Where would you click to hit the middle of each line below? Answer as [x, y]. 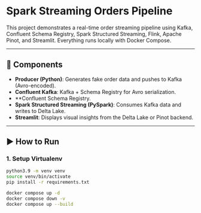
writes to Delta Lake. [40, 111]
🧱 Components [34, 65]
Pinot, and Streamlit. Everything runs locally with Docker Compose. [89, 40]
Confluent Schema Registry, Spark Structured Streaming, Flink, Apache [94, 34]
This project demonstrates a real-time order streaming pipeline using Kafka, [100, 28]
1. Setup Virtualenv [34, 159]
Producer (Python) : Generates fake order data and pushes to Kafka [98, 79]
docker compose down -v [36, 199]
